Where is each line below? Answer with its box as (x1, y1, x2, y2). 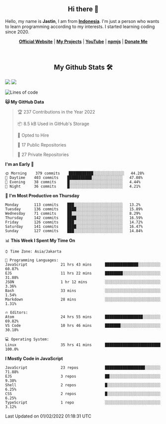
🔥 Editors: (5, 310, 28, 315)
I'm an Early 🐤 (5, 161, 34, 167)
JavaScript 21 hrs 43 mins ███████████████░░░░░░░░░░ (5, 262, 161, 267)
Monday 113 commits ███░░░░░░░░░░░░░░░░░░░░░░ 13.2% (5, 202, 141, 207)
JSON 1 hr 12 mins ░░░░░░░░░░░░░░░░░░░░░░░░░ (5, 280, 161, 284)
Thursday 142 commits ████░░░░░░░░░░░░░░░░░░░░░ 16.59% (5, 215, 143, 220)
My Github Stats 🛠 (54, 63, 113, 72)
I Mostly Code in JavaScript (5, 355, 63, 361)
